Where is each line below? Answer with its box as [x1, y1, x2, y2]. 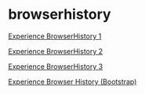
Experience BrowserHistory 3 [8, 61, 103, 71]
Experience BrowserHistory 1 [8, 31, 102, 41]
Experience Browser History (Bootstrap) [8, 77, 137, 86]
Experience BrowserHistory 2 [8, 46, 103, 56]
